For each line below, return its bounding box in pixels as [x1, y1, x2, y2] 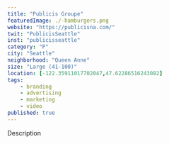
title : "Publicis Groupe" [7, 10, 83, 18]
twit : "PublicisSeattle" [7, 30, 81, 38]
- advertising [20, 89, 62, 96]
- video [20, 103, 42, 110]
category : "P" [7, 43, 49, 50]
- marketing [20, 96, 55, 104]
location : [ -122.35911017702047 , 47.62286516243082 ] [7, 70, 163, 77]
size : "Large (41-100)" [7, 63, 78, 70]
